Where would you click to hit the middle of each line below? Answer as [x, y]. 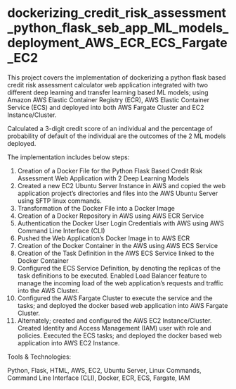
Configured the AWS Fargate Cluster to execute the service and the [115, 298]
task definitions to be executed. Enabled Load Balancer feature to [112, 276]
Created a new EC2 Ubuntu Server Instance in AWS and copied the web [122, 185]
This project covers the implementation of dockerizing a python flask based [117, 77]
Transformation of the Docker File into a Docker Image [96, 208]
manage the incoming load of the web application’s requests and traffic [120, 283]
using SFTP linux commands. [59, 200]
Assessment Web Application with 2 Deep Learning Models [103, 178]
